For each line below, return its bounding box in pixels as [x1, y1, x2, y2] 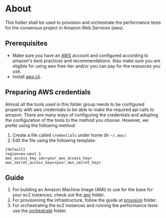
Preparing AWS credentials [5, 88, 91, 97]
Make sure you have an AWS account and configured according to [12, 52, 149, 58]
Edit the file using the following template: [12, 137, 96, 143]
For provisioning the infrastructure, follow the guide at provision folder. [12, 197, 158, 203]
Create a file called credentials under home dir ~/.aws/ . [12, 132, 128, 138]
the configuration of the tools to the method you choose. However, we [5, 117, 149, 123]
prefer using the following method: [5, 122, 76, 128]
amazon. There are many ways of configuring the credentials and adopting [5, 111, 158, 117]
